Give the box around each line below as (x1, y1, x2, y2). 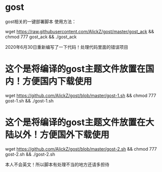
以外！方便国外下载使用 (14, 129, 110, 141)
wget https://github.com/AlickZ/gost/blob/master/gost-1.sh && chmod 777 (5, 92, 157, 98)
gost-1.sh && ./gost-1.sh (5, 97, 54, 103)
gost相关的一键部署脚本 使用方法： (5, 18, 76, 24)
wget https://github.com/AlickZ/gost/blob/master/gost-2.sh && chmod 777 (5, 146, 157, 152)
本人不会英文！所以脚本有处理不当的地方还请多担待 (5, 161, 109, 168)
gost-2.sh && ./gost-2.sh (5, 151, 55, 157)
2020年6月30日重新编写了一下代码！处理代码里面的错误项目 (5, 44, 128, 50)
